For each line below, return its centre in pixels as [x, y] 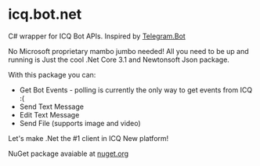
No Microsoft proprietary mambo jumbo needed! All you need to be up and [128, 51]
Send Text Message [52, 106]
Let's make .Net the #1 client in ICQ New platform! [88, 138]
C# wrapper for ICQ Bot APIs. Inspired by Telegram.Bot [97, 36]
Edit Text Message [49, 114]
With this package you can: [52, 74]
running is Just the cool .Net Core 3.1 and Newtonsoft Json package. [119, 60]
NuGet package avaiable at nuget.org [69, 153]
